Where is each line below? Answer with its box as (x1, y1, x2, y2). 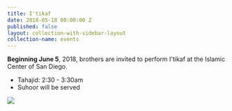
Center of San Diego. (7, 62, 68, 71)
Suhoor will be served (17, 83, 80, 92)
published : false (7, 23, 58, 30)
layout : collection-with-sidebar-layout (7, 29, 127, 37)
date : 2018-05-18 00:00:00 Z (7, 17, 92, 24)
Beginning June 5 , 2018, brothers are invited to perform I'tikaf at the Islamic (7, 55, 225, 63)
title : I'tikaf (7, 10, 52, 17)
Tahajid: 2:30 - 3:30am (17, 76, 84, 84)
